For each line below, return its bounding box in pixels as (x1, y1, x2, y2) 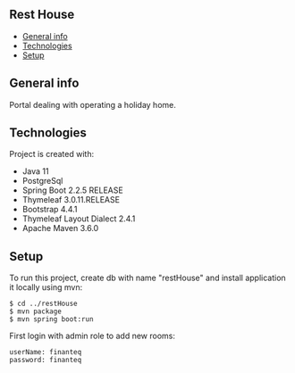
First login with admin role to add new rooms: (9, 330, 176, 342)
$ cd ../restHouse (9, 299, 78, 309)
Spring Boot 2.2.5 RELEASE (21, 185, 123, 195)
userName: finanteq (9, 348, 82, 357)
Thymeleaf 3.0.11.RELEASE (21, 195, 121, 205)
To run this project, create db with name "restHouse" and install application (9, 272, 286, 284)
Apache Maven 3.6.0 (21, 223, 99, 234)
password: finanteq (9, 356, 82, 365)
